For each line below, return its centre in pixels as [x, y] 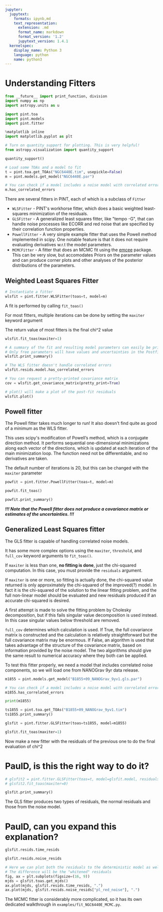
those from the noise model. [33, 807]
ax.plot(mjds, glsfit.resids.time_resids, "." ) [54, 885]
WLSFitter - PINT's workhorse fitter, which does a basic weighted [77, 209]
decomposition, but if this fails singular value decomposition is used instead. [81, 615]
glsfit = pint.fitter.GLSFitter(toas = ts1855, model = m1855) [66, 723]
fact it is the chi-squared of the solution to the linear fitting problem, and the [81, 590]
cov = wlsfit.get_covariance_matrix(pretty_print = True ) [63, 383]
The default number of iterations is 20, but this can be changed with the [77, 468]
